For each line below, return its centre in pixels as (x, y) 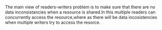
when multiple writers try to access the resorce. (53, 22)
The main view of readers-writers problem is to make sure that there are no (80, 7)
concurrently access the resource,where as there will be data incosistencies (81, 17)
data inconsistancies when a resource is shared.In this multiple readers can (80, 12)
